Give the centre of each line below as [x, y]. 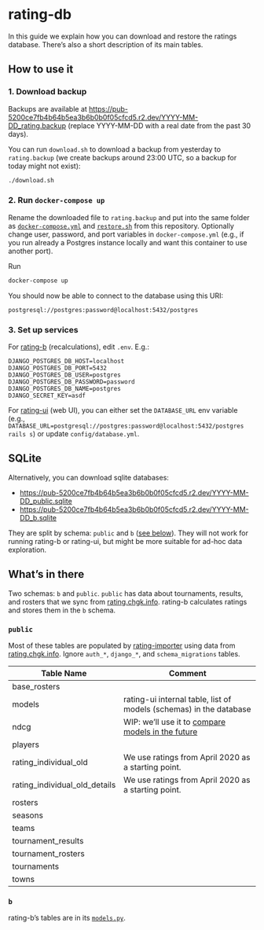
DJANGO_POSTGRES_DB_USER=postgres [65, 375]
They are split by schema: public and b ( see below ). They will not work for [128, 533]
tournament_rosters [48, 853]
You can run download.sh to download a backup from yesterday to [115, 149]
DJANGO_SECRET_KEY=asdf [47, 395]
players [26, 744]
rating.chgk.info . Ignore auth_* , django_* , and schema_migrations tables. [125, 653]
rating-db [40, 15]
